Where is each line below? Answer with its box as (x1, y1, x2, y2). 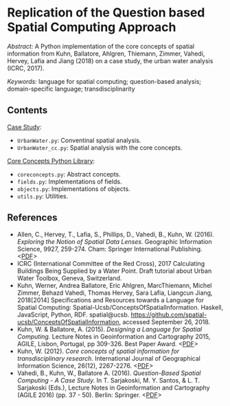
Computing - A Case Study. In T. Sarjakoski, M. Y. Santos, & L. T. (16, 376, 200, 384)
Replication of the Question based (7, 5, 205, 21)
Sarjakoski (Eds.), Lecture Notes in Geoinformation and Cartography (16, 383, 210, 392)
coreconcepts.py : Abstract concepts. (16, 170, 122, 178)
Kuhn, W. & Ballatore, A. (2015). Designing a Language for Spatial (16, 325, 203, 333)
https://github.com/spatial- (130, 311, 207, 319)
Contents (7, 104, 48, 116)
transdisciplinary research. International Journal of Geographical (16, 354, 200, 362)
